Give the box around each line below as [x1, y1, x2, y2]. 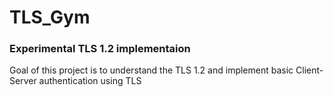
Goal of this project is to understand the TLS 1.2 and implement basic [9, 64, 294, 76]
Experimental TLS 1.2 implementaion [9, 42, 191, 56]
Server [9, 75, 37, 87]
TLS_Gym [9, 6, 91, 29]
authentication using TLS [38, 75, 142, 87]
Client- [295, 64, 324, 76]
